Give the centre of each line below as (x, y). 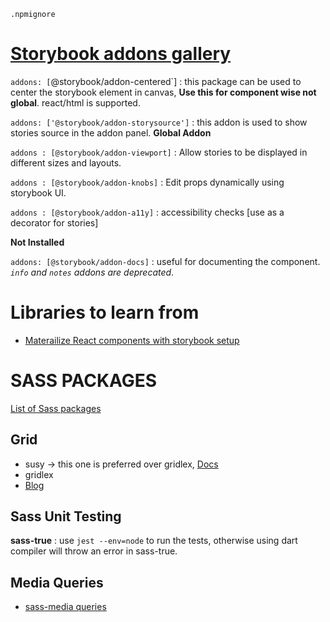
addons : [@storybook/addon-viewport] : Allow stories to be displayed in (159, 152)
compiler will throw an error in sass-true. (94, 551)
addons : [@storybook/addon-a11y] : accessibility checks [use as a (147, 212)
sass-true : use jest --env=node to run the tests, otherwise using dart (154, 541)
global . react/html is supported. (75, 102)
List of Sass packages (56, 408)
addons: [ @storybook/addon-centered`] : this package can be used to (156, 81)
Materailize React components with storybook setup (132, 340)
